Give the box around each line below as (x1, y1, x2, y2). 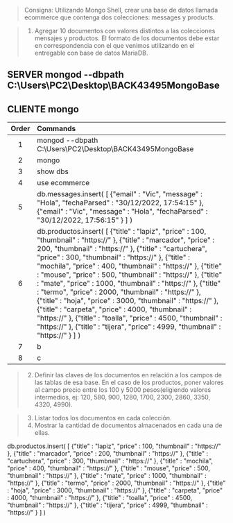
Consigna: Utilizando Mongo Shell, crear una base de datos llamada (24, 6, 218, 14)
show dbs (37, 166, 69, 176)
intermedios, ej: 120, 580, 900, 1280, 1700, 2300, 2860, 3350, (34, 393, 210, 402)
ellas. (34, 429, 50, 437)
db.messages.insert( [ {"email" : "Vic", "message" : (37, 189, 203, 199)
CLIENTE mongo (7, 103, 80, 115)
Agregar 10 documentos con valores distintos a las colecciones (34, 27, 216, 35)
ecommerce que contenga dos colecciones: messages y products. (24, 13, 215, 22)
